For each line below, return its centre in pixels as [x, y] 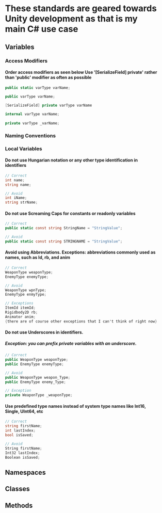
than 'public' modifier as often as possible [48, 78]
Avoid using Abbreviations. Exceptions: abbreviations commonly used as [80, 252]
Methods [19, 505]
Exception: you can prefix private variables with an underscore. [71, 343]
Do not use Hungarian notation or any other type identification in [72, 160]
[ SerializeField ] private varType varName [49, 105]
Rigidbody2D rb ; [21, 313]
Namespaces [25, 473]
